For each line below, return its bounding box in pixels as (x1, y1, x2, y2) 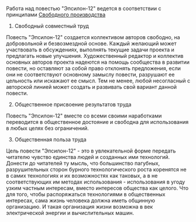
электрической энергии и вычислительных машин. (6, 210, 135, 216)
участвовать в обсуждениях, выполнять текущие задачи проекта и (6, 46, 174, 53)
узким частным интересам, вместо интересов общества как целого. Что (6, 185, 189, 192)
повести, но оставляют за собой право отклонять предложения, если (6, 65, 181, 72)
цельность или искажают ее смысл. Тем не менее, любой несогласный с (6, 77, 191, 84)
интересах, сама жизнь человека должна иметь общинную (6, 197, 156, 204)
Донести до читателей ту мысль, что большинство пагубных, (6, 160, 160, 166)
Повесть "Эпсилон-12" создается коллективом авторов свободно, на (6, 34, 180, 40)
